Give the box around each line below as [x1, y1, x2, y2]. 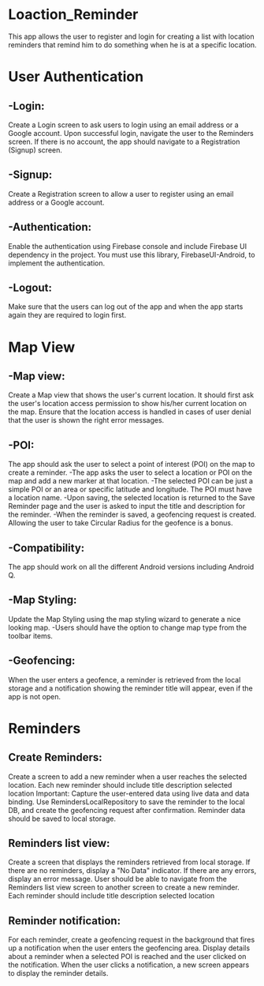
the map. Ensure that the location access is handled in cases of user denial [8, 407, 251, 416]
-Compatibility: [8, 541, 85, 555]
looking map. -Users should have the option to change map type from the [8, 623, 247, 632]
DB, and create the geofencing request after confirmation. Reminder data [8, 805, 246, 815]
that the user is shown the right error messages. [8, 416, 165, 425]
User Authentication [8, 68, 144, 86]
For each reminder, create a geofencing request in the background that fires [8, 935, 255, 945]
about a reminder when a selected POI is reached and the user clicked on [8, 952, 247, 962]
